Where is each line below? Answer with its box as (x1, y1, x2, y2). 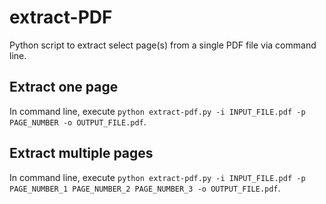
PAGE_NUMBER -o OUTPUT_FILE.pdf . (9, 116, 147, 128)
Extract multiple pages (9, 145, 154, 162)
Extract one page (9, 79, 119, 96)
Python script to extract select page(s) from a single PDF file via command (9, 39, 317, 51)
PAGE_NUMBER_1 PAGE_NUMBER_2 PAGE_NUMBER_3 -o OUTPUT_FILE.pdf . (9, 182, 281, 194)
